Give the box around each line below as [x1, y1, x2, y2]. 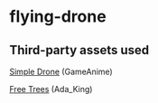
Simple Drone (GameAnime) [9, 66, 113, 77]
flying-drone [9, 6, 107, 27]
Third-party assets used [9, 42, 150, 58]
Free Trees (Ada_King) [9, 84, 93, 94]
